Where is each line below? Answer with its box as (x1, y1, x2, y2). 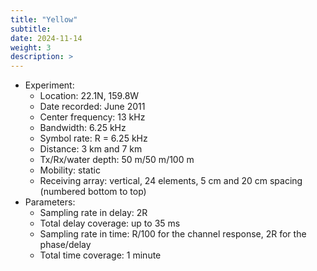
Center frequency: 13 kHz (39, 111, 146, 123)
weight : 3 (10, 42, 52, 53)
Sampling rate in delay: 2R (39, 207, 148, 219)
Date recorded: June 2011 (39, 101, 146, 113)
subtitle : (10, 24, 52, 34)
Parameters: (24, 196, 76, 208)
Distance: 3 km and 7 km (39, 143, 143, 155)
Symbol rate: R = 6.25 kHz (39, 132, 148, 145)
